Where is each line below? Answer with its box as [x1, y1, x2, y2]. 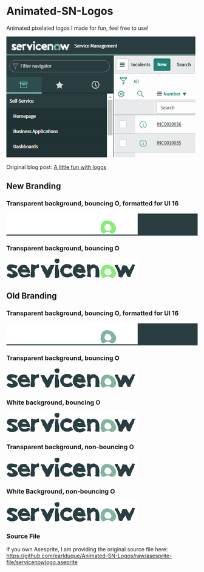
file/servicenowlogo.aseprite [6, 559, 78, 566]
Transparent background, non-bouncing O [6, 443, 134, 451]
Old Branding [6, 291, 57, 302]
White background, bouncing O [6, 398, 101, 407]
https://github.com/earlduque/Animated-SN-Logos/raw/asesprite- [6, 552, 172, 560]
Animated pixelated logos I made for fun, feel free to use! [6, 24, 149, 32]
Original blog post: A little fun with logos [6, 163, 107, 171]
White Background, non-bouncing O [6, 488, 115, 496]
